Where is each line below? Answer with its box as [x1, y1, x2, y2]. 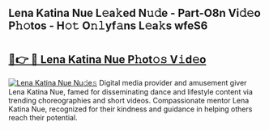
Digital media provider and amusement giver [99, 78, 247, 87]
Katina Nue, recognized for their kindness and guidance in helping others [8, 104, 253, 114]
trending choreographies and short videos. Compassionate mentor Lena [8, 96, 250, 105]
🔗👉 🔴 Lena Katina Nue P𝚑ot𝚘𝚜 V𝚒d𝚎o [8, 52, 207, 66]
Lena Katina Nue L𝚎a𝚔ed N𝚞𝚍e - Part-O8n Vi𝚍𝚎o [8, 6, 261, 20]
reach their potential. [8, 113, 79, 122]
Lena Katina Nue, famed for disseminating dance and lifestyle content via [8, 87, 254, 96]
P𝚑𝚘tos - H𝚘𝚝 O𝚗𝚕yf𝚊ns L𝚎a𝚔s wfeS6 [8, 19, 208, 33]
